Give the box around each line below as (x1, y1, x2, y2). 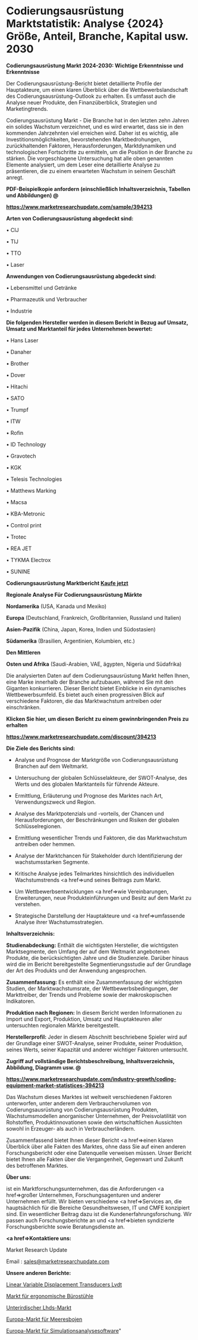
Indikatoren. (6, 998, 36, 1005)
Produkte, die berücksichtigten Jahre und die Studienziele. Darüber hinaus (6, 954, 189, 961)
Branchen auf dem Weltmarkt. (14, 762, 89, 770)
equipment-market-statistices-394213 (6, 1082, 105, 1089)
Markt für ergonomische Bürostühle (6, 1292, 94, 1299)
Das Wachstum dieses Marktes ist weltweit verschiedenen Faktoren (6, 1093, 172, 1100)
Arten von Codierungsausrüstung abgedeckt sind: (6, 215, 134, 222)
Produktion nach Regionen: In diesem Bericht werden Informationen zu (6, 1009, 183, 1016)
